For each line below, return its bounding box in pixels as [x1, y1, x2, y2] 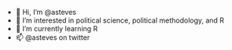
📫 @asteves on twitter [15, 33, 90, 42]
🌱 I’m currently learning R [15, 24, 98, 33]
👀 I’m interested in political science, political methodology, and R [15, 16, 225, 25]
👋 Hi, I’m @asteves [15, 8, 77, 16]
